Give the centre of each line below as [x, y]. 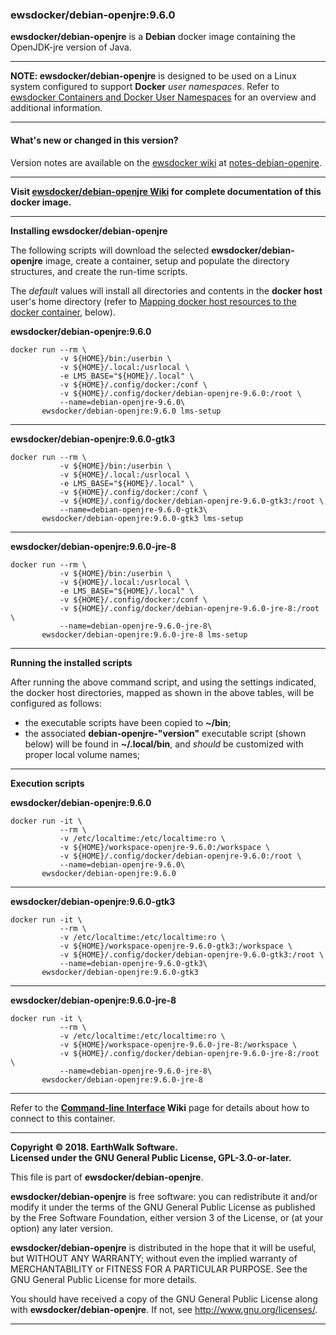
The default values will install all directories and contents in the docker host [166, 290]
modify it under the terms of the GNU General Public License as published [163, 1207]
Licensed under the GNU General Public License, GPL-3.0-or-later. [151, 1157]
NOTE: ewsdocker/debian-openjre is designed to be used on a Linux [153, 76]
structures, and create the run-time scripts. [99, 271]
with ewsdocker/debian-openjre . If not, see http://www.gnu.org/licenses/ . [164, 1309]
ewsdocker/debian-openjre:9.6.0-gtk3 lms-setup [142, 518]
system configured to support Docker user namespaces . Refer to [145, 87]
